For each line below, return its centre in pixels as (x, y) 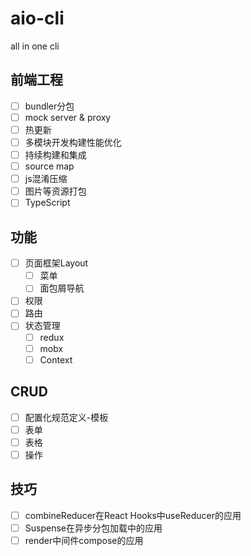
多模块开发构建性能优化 (73, 142)
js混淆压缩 (46, 179)
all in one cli (35, 46)
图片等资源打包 (55, 191)
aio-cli (37, 18)
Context (56, 359)
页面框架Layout (56, 263)
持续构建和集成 (55, 155)
